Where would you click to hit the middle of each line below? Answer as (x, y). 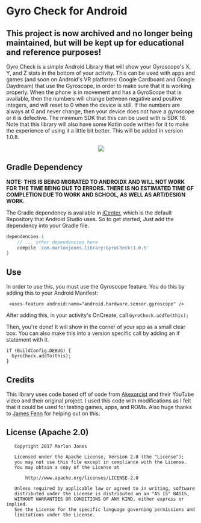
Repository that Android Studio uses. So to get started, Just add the (90, 219)
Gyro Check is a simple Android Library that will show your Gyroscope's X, (99, 67)
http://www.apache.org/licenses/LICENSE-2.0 (82, 478)
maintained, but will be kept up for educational (95, 42)
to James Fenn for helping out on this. (53, 413)
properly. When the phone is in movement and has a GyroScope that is (94, 92)
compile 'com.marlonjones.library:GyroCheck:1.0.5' (83, 248)
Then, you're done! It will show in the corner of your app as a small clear (96, 327)
